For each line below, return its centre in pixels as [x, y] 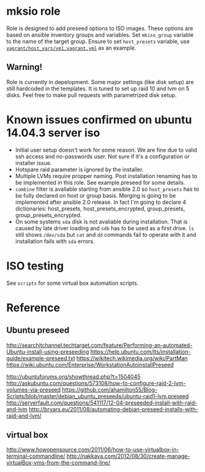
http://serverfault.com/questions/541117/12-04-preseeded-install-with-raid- [102, 403]
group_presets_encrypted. [48, 215]
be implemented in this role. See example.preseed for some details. [100, 182]
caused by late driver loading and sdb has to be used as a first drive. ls [105, 228]
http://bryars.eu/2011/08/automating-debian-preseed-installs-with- [114, 409]
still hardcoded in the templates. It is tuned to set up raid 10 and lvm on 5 [98, 88]
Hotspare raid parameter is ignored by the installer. [79, 169]
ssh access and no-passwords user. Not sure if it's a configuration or [102, 156]
